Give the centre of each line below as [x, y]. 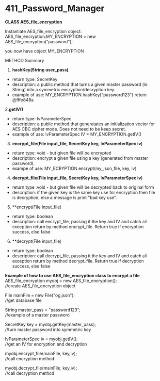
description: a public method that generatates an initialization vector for [83, 124]
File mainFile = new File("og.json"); [40, 295]
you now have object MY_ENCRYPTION [45, 51]
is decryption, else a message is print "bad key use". [64, 198]
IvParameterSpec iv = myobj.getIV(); [41, 339]
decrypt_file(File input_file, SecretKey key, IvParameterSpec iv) [77, 178]
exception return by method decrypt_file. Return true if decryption [78, 261]
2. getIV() [14, 109]
